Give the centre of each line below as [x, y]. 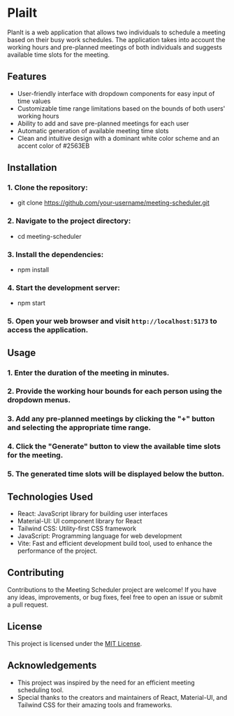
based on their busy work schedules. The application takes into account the [116, 39]
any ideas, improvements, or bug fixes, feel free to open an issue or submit [115, 597]
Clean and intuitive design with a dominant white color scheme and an [118, 138]
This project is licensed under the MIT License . [75, 643]
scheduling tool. [41, 690]
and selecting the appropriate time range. [79, 427]
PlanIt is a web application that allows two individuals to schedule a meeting [116, 32]
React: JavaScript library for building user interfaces [93, 514]
